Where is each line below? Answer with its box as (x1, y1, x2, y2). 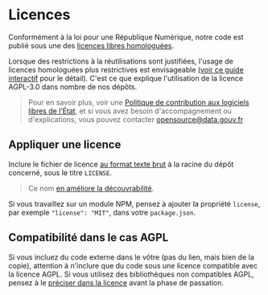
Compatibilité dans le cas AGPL (8, 231, 169, 244)
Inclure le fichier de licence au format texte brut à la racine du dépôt (8, 159, 234, 169)
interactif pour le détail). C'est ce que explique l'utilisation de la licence (8, 73, 244, 83)
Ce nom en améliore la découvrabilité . (27, 183, 155, 193)
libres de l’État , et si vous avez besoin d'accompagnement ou (27, 106, 232, 116)
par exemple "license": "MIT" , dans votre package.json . (8, 207, 196, 217)
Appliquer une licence (8, 138, 122, 152)
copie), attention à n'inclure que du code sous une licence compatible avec (8, 260, 258, 270)
